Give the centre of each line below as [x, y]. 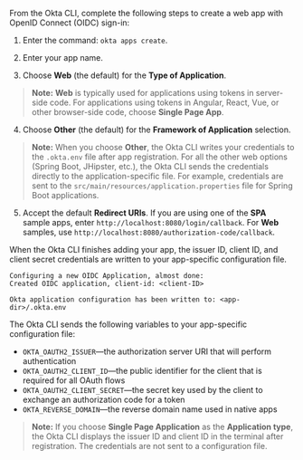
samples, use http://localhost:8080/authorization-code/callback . [149, 232]
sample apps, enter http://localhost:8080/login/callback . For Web [151, 222]
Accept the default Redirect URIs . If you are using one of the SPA [144, 213]
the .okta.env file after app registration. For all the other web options [159, 157]
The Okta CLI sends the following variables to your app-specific [128, 324]
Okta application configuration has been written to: [113, 300]
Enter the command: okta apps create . [95, 40]
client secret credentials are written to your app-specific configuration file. [148, 259]
